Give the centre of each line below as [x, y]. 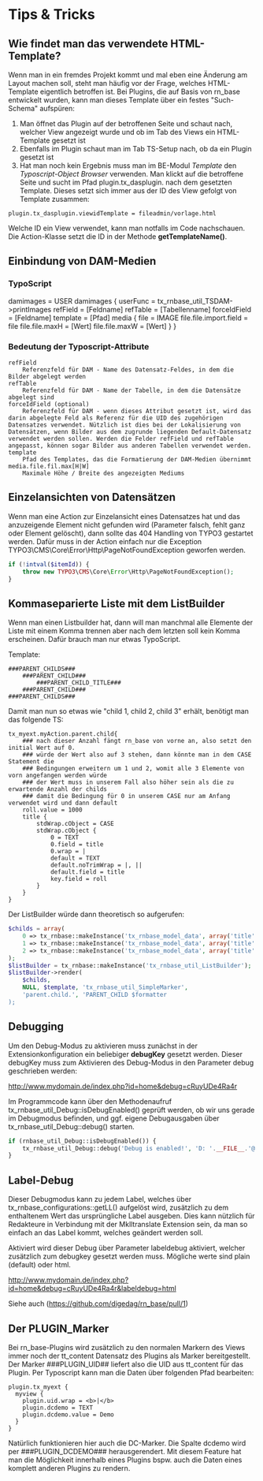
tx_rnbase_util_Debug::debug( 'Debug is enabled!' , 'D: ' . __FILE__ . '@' [141, 1148]
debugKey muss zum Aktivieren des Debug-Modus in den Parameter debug [131, 1062]
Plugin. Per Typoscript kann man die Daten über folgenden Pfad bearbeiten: [131, 1372]
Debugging [36, 1027]
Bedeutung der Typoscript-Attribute [79, 346]
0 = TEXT [65, 837]
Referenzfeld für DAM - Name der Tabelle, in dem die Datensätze [132, 390]
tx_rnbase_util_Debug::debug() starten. [72, 1126]
